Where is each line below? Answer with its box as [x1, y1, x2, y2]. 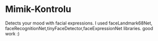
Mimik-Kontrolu [5, 3, 71, 15]
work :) [5, 30, 20, 36]
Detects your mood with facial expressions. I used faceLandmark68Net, [5, 20, 153, 26]
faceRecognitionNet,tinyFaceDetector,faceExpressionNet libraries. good [5, 25, 154, 31]
